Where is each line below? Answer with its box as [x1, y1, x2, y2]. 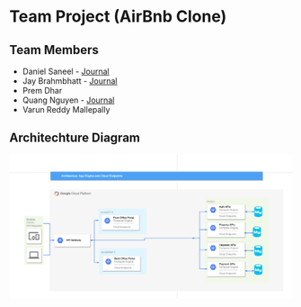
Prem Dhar [22, 86, 63, 95]
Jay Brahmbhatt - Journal [22, 76, 118, 86]
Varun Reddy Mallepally [22, 104, 111, 114]
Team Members [9, 42, 99, 58]
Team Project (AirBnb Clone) [9, 6, 227, 27]
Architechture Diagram [9, 131, 141, 146]
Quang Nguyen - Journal [22, 95, 115, 105]
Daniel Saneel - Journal [22, 66, 110, 77]
